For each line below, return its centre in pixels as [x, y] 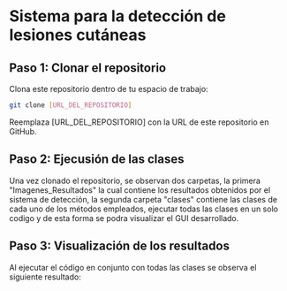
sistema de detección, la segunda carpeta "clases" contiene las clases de [143, 199]
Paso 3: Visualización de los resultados [119, 246]
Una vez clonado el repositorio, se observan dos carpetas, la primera [135, 180]
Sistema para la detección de [118, 16]
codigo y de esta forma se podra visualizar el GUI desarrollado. [124, 218]
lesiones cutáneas [78, 35]
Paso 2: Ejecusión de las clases [97, 160]
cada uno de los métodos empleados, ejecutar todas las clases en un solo [143, 209]
